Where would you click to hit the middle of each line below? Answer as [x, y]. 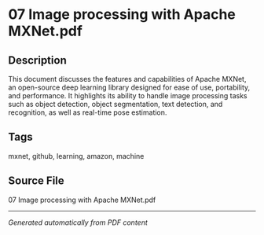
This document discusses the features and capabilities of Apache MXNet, [127, 79]
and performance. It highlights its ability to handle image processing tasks [128, 95]
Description [37, 60]
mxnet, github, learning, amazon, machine [76, 156]
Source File [36, 181]
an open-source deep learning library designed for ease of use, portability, [129, 87]
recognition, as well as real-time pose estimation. [88, 112]
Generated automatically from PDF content [78, 222]
